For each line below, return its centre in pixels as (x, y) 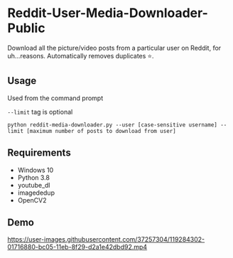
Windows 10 (36, 170)
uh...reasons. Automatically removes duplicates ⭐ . (81, 55)
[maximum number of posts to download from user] (101, 131)
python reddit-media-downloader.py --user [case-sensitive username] (113, 125)
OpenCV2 (32, 200)
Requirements (39, 153)
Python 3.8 (33, 177)
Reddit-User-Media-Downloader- (108, 13)
